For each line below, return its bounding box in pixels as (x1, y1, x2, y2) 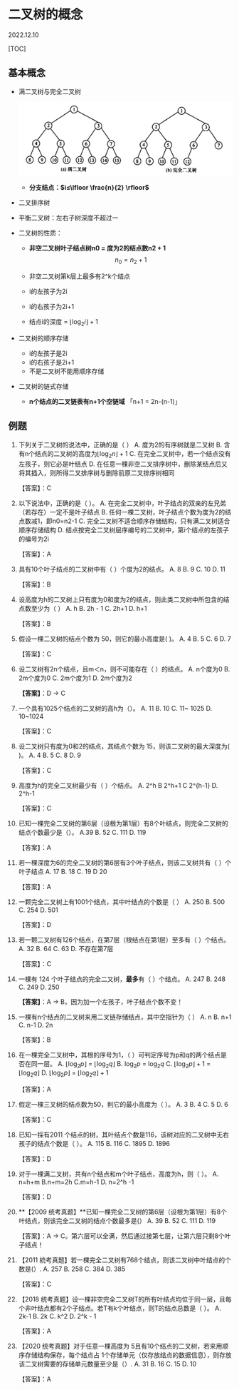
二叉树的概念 (8, 6, 84, 23)
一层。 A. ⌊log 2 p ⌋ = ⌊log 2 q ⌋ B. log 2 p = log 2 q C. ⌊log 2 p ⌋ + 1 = (37, 1059, 211, 1070)
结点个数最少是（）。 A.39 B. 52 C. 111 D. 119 (18, 828, 147, 836)
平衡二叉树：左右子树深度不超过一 (18, 213, 119, 222)
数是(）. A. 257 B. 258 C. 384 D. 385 (18, 1264, 126, 1274)
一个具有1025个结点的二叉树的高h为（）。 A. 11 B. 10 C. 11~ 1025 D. (18, 704, 213, 712)
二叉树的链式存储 (18, 382, 69, 390)
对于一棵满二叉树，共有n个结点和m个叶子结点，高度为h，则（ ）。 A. (18, 1170, 219, 1178)
